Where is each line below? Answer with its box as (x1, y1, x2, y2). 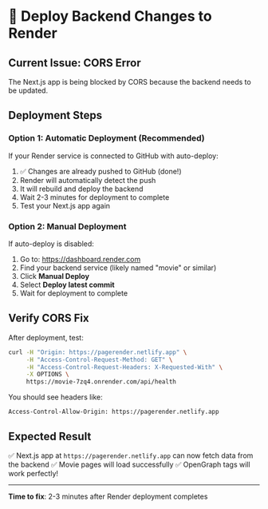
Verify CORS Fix (8, 312, 89, 325)
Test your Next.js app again (19, 201, 110, 210)
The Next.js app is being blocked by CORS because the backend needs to (8, 78, 251, 86)
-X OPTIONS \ (26, 371, 69, 379)
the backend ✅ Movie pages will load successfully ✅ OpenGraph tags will (8, 459, 250, 469)
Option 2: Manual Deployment (8, 221, 127, 232)
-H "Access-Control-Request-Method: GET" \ (26, 356, 173, 364)
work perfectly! (8, 468, 58, 478)
